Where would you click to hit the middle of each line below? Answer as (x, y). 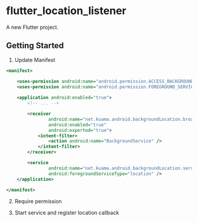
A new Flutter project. (32, 27)
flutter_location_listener (66, 11)
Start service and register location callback (67, 213)
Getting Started (35, 46)
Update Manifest (35, 59)
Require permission (38, 201)
